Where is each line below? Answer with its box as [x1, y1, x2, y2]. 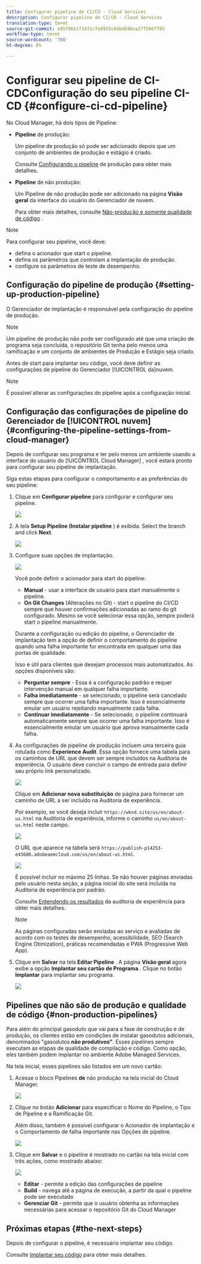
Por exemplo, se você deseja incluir [14, 808, 103, 816]
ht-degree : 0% [6, 43, 42, 49]
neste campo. [35, 821, 70, 828]
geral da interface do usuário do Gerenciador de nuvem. [14, 196, 155, 203]
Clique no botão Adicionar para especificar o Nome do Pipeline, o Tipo [14, 1104, 191, 1111]
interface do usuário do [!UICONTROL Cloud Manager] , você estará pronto [6, 457, 193, 464]
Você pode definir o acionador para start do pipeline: [14, 575, 146, 582]
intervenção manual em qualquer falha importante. [23, 686, 149, 693]
